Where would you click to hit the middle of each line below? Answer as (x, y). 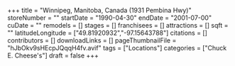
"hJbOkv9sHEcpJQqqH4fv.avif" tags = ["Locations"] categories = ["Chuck (117, 48)
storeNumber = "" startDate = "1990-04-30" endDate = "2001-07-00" (109, 18)
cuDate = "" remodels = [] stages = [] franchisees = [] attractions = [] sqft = (118, 25)
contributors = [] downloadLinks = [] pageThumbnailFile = (92, 40)
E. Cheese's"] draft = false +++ (53, 55)
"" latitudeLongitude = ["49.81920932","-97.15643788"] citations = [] (108, 33)
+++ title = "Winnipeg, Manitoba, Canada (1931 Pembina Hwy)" (99, 10)
